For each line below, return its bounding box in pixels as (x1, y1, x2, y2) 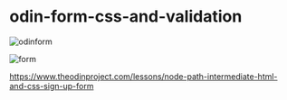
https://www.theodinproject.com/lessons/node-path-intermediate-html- (9, 70, 278, 82)
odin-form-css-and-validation (9, 6, 243, 27)
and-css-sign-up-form (9, 80, 94, 91)
